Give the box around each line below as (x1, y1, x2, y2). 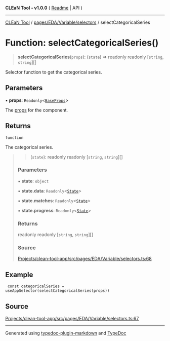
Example (5, 270, 33, 279)
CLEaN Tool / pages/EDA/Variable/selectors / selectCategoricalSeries (5, 19, 150, 25)
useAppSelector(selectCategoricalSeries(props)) (5, 288, 110, 293)
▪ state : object (17, 178, 49, 184)
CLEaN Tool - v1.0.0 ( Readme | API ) (5, 5, 82, 11)
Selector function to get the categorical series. (5, 69, 102, 75)
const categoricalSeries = (7, 284, 65, 289)
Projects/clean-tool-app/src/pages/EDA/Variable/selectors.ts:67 (5, 316, 139, 322)
